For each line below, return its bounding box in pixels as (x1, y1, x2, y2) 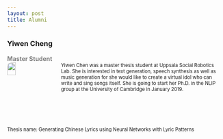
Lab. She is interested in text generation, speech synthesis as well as (61, 68, 217, 75)
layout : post (7, 10, 44, 17)
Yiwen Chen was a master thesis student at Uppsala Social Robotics (61, 62, 214, 68)
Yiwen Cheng (7, 39, 53, 49)
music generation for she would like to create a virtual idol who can (61, 73, 212, 81)
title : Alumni (7, 16, 48, 23)
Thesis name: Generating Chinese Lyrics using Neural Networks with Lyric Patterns (7, 126, 195, 133)
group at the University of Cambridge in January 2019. (61, 86, 183, 92)
